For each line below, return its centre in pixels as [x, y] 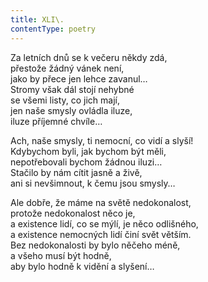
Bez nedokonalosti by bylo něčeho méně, [95, 245]
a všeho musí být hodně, [61, 255]
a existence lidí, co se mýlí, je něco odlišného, [104, 223]
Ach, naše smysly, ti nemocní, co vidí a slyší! [102, 140]
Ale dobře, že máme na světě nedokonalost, [101, 202]
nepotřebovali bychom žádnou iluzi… [86, 162]
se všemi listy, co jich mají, [65, 100]
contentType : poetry [53, 29]
